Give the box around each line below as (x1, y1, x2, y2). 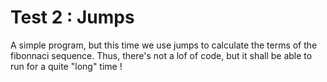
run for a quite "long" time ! (10, 60, 123, 72)
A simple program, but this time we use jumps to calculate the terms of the (10, 39, 318, 51)
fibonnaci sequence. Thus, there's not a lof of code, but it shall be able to (10, 49, 313, 61)
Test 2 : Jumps (10, 6, 135, 29)
